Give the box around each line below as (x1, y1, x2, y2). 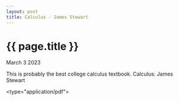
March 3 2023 (6, 59, 41, 66)
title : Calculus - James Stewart (6, 14, 89, 20)
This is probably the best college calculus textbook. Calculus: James (6, 70, 173, 77)
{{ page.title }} (6, 40, 79, 53)
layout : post (6, 8, 38, 15)
